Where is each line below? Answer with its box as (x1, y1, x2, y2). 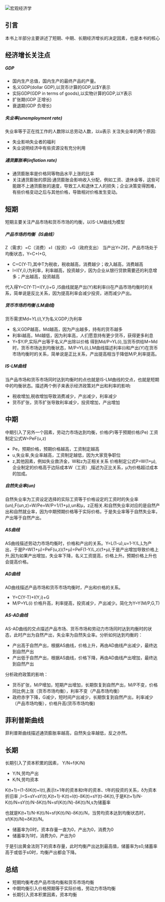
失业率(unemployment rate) (5, 115, 63, 121)
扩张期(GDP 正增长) (12, 97, 52, 103)
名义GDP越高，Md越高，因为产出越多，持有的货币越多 (12, 326, 123, 332)
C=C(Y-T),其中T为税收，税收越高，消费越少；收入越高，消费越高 (12, 261, 143, 267)
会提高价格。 (5, 559, 31, 564)
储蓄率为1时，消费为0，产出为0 (12, 833, 76, 839)
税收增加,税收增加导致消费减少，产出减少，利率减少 (12, 393, 117, 399)
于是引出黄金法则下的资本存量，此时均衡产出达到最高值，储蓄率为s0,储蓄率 (5, 843, 158, 849)
